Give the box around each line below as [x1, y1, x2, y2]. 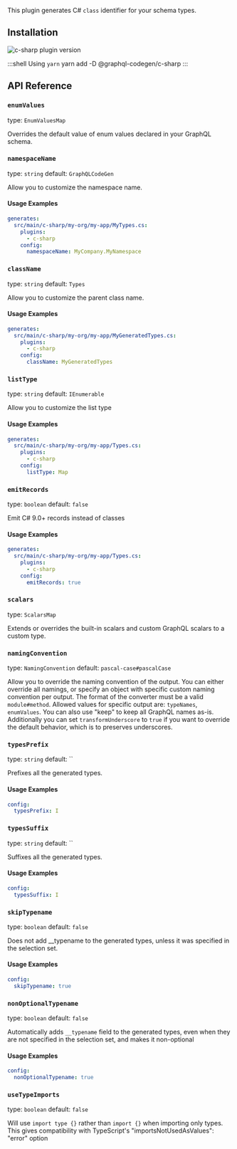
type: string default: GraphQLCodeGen [7, 169, 114, 177]
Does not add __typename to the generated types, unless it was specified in [7, 936, 230, 945]
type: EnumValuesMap [7, 115, 66, 124]
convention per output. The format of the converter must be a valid [7, 693, 204, 701]
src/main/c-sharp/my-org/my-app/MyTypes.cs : [14, 221, 148, 229]
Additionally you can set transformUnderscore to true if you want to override [7, 715, 230, 724]
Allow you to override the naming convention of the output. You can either [7, 678, 224, 686]
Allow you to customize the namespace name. [7, 183, 142, 191]
